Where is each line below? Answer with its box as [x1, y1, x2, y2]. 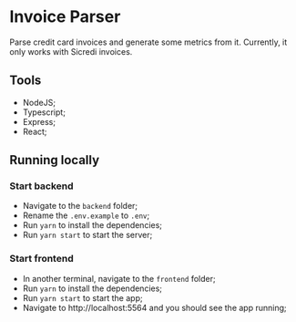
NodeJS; [22, 97, 56, 108]
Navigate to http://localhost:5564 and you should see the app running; [22, 302, 287, 313]
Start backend [9, 180, 75, 192]
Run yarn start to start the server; [22, 230, 153, 241]
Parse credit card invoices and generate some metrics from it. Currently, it [9, 36, 288, 47]
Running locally [9, 152, 100, 168]
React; [22, 126, 47, 137]
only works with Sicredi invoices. [9, 46, 133, 57]
